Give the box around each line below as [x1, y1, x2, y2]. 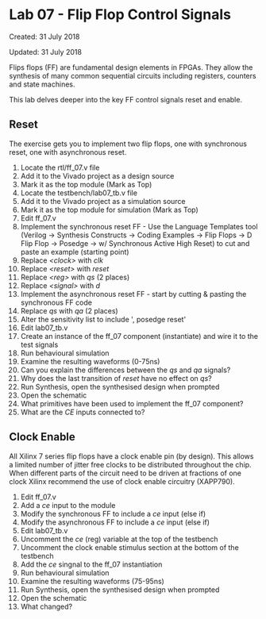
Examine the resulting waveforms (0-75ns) [20, 356, 160, 366]
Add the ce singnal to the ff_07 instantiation [20, 559, 163, 569]
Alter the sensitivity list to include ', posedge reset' [20, 314, 187, 324]
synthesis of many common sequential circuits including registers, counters [9, 71, 256, 80]
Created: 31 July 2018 [9, 32, 80, 41]
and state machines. [9, 79, 75, 89]
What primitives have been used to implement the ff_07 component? [20, 398, 244, 408]
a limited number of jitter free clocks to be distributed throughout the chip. [9, 459, 253, 469]
